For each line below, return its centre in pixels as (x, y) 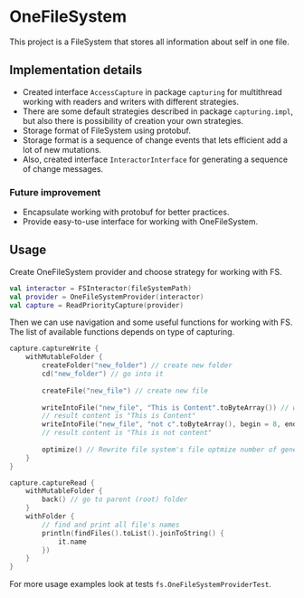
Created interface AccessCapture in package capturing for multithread (152, 91)
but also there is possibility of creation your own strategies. (133, 120)
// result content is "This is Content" (119, 416)
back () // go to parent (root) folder (115, 499)
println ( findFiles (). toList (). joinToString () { (133, 533)
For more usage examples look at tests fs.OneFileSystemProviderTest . (140, 584)
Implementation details (76, 70)
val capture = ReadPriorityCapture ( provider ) (96, 305)
